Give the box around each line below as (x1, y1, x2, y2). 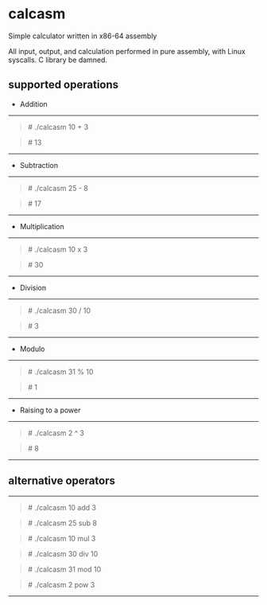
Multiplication (19, 221, 65, 231)
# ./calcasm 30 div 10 (27, 548, 99, 558)
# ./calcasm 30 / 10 (27, 306, 91, 315)
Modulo (19, 344, 45, 353)
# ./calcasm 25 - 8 (27, 183, 89, 193)
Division (19, 283, 46, 292)
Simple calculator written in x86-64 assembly (8, 31, 157, 41)
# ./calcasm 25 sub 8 (27, 518, 98, 528)
